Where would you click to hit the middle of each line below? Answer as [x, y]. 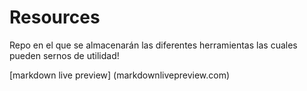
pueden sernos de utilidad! [64, 55]
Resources [55, 17]
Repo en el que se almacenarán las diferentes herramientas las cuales [153, 45]
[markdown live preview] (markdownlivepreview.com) [120, 75]
